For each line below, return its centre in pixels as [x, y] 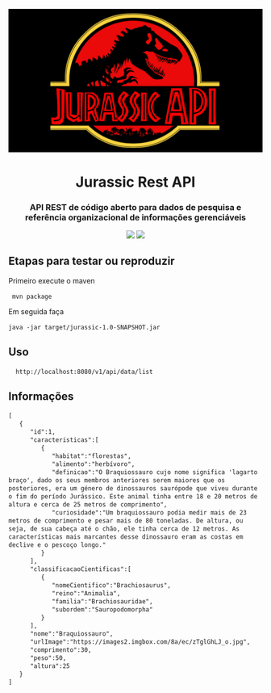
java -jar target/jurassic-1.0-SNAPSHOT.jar [84, 327]
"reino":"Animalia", [86, 594]
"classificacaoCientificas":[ [80, 569]
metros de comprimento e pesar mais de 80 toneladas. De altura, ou [126, 521]
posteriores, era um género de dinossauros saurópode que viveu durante [133, 489]
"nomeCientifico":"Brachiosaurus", [111, 586]
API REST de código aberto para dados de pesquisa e [135, 207]
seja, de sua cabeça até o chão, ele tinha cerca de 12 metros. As [124, 529]
